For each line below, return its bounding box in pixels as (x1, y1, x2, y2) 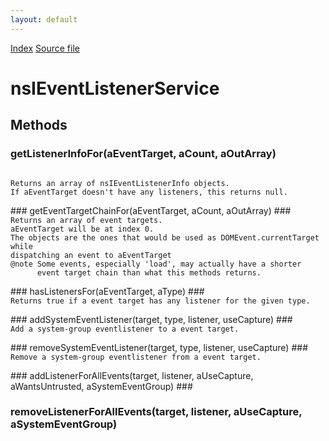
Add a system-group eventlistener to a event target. (10, 324, 240, 334)
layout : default (10, 14, 78, 25)
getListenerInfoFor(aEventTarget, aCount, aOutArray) (10, 147, 277, 161)
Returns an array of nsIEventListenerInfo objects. (10, 178, 230, 188)
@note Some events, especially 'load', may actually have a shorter (10, 259, 302, 269)
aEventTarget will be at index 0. (10, 224, 155, 234)
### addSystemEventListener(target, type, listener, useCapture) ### (10, 313, 293, 325)
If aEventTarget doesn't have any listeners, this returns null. (10, 187, 288, 197)
